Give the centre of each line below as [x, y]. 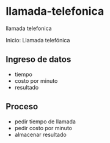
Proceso [22, 106]
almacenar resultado [40, 134]
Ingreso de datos [38, 60]
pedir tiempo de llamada [45, 122]
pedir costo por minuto [43, 128]
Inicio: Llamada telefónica [38, 40]
